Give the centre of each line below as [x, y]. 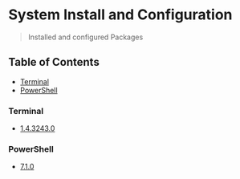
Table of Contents [54, 62]
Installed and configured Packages [85, 37]
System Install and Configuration [120, 15]
